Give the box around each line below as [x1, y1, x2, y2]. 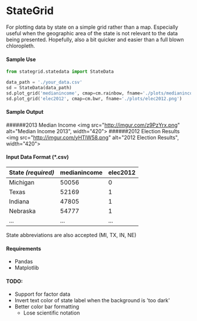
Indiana [9, 197, 29, 205]
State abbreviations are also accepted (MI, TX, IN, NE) [6, 231, 137, 238]
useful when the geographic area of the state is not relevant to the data [6, 29, 178, 36]
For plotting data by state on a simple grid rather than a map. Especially [6, 23, 179, 31]
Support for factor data [14, 290, 70, 298]
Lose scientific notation [23, 309, 80, 316]
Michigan [9, 178, 35, 186]
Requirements [6, 245, 42, 252]
